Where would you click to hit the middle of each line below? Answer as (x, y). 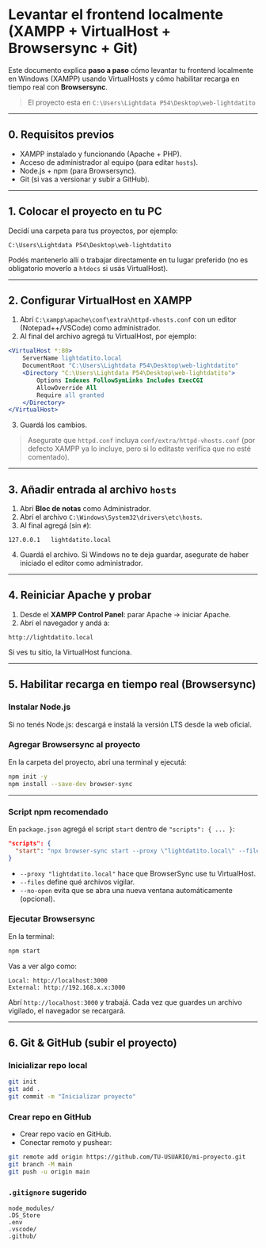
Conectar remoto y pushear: (66, 1143)
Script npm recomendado (58, 811)
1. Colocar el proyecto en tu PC (85, 212)
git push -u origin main (49, 1172)
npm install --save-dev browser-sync (70, 784)
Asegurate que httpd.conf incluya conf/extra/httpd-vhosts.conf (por (141, 441)
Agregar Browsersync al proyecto (74, 745)
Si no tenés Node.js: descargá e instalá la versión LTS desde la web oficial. (130, 724)
